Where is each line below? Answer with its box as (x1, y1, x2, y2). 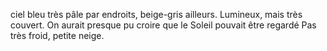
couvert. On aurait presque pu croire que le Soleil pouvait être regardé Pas (10, 19, 317, 31)
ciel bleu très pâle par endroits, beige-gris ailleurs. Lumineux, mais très (10, 9, 303, 20)
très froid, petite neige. (10, 30, 105, 41)
